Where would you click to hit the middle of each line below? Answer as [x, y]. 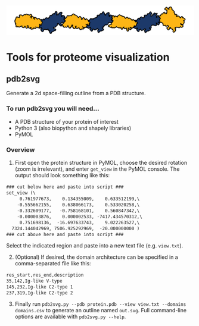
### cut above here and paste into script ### [65, 235]
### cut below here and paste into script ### [65, 187]
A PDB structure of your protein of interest [67, 121]
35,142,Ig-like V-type [34, 281]
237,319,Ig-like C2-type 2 [40, 293]
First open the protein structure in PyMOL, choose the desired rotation [101, 163]
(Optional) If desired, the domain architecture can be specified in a [97, 257]
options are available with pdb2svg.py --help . [70, 316]
